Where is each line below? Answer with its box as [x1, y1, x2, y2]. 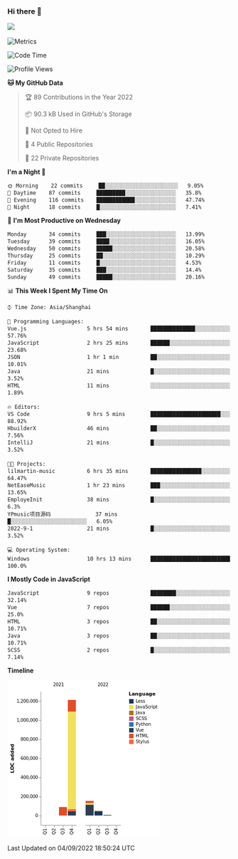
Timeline [7, 666, 34, 675]
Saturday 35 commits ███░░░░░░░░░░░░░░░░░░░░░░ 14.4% [7, 266, 202, 274]
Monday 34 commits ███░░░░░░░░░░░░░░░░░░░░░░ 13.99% [7, 231, 205, 238]
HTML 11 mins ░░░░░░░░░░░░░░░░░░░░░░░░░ [7, 382, 231, 390]
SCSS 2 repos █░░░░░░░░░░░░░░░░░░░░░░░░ [7, 647, 231, 654]
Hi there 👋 [7, 6, 43, 16]
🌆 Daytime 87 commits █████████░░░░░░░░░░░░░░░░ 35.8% [7, 189, 202, 197]
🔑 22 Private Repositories [24, 154, 99, 162]
